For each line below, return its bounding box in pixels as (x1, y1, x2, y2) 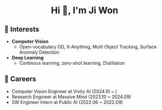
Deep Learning (11, 54, 44, 61)
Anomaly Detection (19, 49, 60, 55)
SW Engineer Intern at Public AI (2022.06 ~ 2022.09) (11, 99, 123, 105)
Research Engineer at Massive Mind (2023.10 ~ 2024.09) (11, 94, 131, 100)
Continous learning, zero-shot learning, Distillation (19, 60, 125, 66)
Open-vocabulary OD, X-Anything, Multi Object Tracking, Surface (19, 44, 157, 50)
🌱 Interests (4, 25, 40, 34)
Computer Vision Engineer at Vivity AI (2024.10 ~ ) (11, 88, 117, 94)
